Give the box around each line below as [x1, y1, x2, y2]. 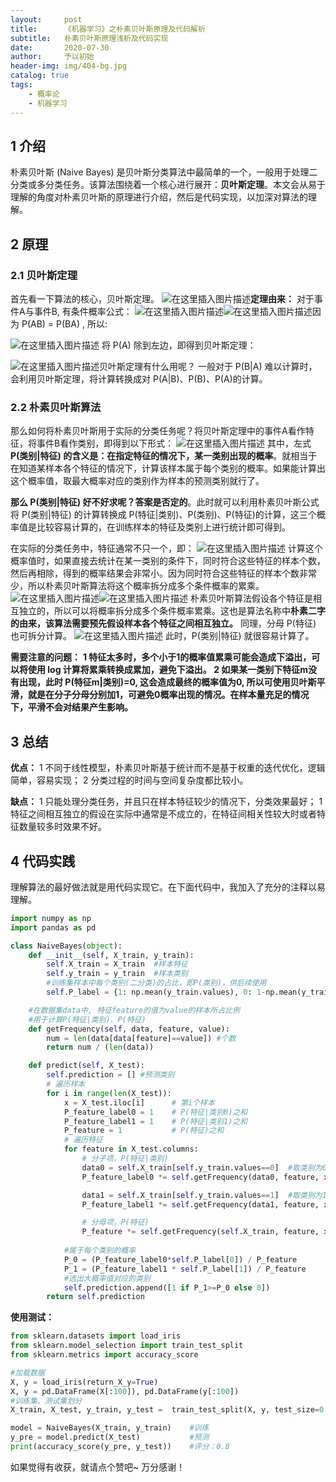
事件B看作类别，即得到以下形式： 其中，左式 [36, 437, 312, 450]
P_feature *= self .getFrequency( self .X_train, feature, [81, 1227, 320, 1237]
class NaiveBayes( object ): [10, 941, 123, 951]
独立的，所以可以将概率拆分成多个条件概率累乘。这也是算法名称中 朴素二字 [18, 605, 326, 617]
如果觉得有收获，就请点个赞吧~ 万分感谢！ [10, 1461, 186, 1473]
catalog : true [10, 71, 70, 81]
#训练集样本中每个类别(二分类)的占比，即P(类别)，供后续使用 [46, 978, 267, 988]
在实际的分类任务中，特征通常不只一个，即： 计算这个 [10, 542, 323, 555]
